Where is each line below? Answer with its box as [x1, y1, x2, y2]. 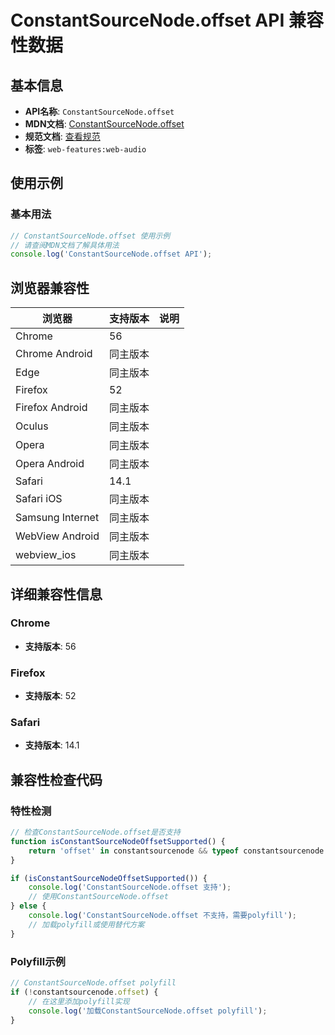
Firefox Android [15, 401, 88, 415]
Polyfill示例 [10, 954, 66, 968]
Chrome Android [15, 347, 93, 361]
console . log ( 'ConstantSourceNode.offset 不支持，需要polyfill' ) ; [28, 911, 297, 921]
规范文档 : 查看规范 [24, 131, 101, 142]
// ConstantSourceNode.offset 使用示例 [10, 231, 171, 241]
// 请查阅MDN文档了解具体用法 [10, 240, 120, 250]
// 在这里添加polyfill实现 [28, 996, 130, 1006]
